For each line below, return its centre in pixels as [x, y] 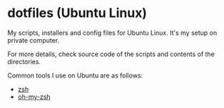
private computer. [34, 40]
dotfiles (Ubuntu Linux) [77, 13]
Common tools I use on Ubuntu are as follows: [75, 75]
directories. [24, 61]
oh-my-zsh [34, 97]
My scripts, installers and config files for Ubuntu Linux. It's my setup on [112, 33]
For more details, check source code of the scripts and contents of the [111, 54]
